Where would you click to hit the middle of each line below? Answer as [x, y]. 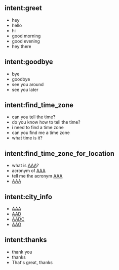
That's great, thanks [32, 262]
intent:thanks [26, 240]
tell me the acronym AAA [37, 176]
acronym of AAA [29, 171]
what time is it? [27, 138]
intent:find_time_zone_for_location [59, 154]
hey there [21, 46]
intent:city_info [28, 197]
